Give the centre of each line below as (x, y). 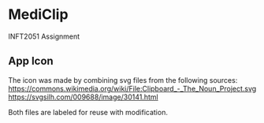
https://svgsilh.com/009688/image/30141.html (84, 97)
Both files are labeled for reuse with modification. (88, 112)
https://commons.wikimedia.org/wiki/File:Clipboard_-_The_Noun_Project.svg (132, 88)
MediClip (38, 15)
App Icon (31, 61)
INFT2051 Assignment (44, 36)
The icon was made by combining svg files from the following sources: (123, 80)
